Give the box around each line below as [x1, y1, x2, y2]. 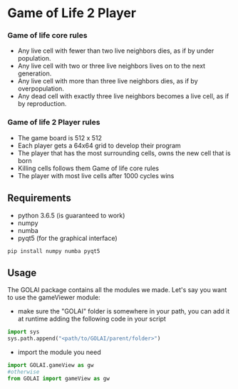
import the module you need [17, 348, 101, 357]
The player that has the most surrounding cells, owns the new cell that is [17, 148, 231, 157]
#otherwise [7, 368, 40, 375]
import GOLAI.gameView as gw [7, 362, 94, 369]
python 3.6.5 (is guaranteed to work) [17, 211, 125, 219]
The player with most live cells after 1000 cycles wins [17, 171, 175, 180]
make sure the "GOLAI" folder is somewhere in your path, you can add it [17, 307, 230, 316]
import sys [7, 328, 40, 336]
